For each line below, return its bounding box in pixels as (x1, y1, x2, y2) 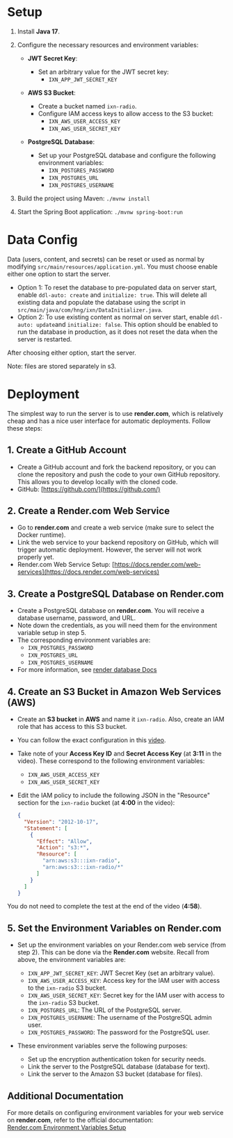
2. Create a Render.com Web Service (7, 505, 170, 517)
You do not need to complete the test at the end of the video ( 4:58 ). (7, 902, 202, 911)
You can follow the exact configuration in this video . (17, 736, 166, 744)
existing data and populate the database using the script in (17, 298, 186, 306)
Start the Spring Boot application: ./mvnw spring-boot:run (17, 207, 183, 216)
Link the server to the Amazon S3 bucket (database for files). (27, 1070, 203, 1078)
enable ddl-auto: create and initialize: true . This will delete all (17, 290, 207, 299)
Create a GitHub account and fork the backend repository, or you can (17, 463, 216, 471)
